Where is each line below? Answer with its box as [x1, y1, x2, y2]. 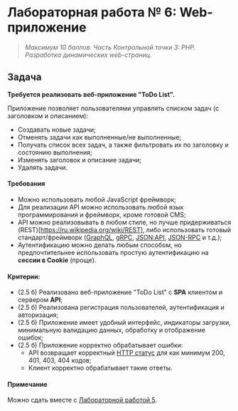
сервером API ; [17, 296, 63, 304]
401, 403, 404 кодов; [28, 356, 92, 365]
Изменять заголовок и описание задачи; [17, 155, 142, 164]
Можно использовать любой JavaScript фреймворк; [17, 195, 176, 204]
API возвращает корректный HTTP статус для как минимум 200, [28, 348, 225, 357]
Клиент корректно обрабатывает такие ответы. [28, 364, 173, 373]
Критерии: [7, 272, 40, 281]
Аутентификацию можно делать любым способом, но [17, 240, 183, 249]
